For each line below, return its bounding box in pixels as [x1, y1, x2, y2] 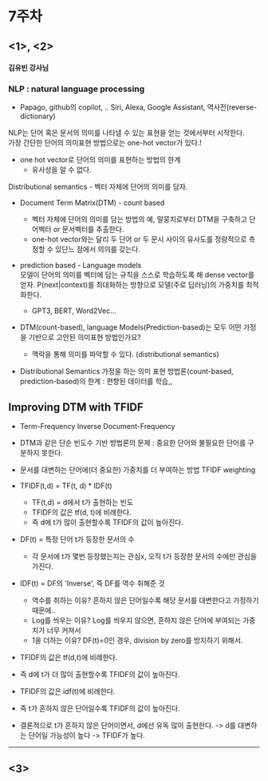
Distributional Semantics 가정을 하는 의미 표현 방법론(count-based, [19, 366, 234, 376]
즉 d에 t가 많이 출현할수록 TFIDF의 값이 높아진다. [31, 518, 183, 527]
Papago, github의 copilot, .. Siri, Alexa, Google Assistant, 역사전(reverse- [19, 102, 258, 112]
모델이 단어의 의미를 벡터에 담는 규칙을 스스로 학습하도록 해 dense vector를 [19, 270, 255, 280]
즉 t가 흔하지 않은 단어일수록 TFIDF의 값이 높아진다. [19, 703, 181, 713]
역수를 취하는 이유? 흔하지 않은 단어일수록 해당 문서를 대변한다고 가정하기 [31, 595, 259, 605]
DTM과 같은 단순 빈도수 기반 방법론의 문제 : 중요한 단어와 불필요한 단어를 [19, 438, 246, 448]
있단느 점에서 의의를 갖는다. [55, 245, 141, 254]
